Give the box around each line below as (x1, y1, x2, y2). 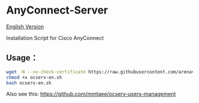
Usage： (6, 53, 38, 63)
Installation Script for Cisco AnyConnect (6, 34, 104, 41)
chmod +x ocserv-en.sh (6, 74, 62, 80)
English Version (6, 23, 44, 30)
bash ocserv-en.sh (6, 80, 52, 86)
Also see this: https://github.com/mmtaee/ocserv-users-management (6, 91, 176, 98)
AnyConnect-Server (6, 4, 108, 17)
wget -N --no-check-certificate (6, 69, 86, 75)
